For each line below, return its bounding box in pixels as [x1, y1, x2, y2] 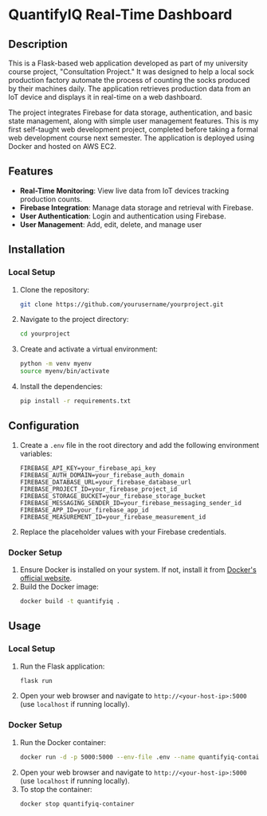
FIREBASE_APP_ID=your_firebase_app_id [19, 506, 149, 514]
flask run [19, 677, 53, 685]
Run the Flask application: [19, 661, 105, 671]
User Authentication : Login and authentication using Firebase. [19, 211, 226, 221]
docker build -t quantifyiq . [19, 597, 121, 605]
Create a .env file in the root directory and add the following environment [19, 440, 260, 449]
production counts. [19, 194, 83, 204]
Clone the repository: [19, 284, 90, 294]
